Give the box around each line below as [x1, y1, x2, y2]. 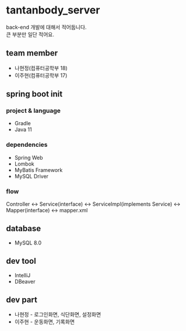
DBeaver [14, 278, 36, 285]
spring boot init [6, 89, 63, 99]
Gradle [14, 120, 31, 127]
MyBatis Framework [14, 166, 63, 173]
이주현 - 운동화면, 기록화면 [14, 318, 75, 325]
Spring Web [14, 154, 43, 161]
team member [6, 48, 58, 58]
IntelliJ [14, 271, 31, 278]
